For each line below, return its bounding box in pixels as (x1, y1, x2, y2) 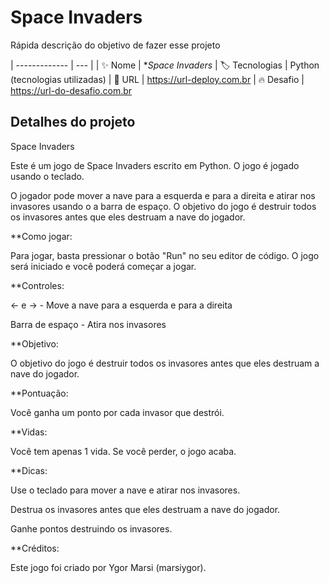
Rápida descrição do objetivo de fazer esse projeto (10, 39, 221, 51)
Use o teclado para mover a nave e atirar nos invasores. (10, 484, 241, 496)
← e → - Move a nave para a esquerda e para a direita (10, 299, 233, 311)
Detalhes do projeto (10, 114, 136, 131)
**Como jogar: (10, 230, 73, 242)
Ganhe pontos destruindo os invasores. (10, 522, 173, 535)
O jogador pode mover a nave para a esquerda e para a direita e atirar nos (10, 189, 316, 201)
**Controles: (10, 279, 65, 291)
